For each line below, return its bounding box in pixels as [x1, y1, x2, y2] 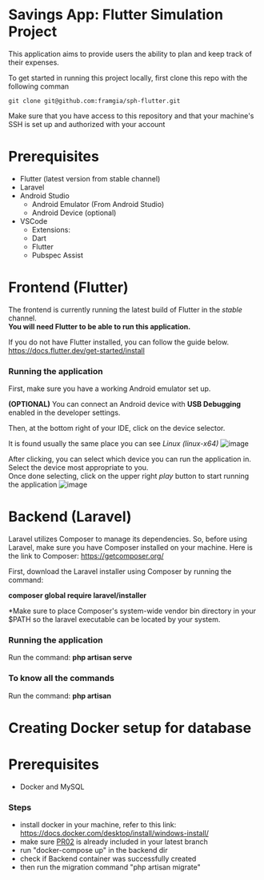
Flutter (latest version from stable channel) [19, 173, 161, 183]
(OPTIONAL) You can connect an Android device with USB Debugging [8, 400, 242, 409]
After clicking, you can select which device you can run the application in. [8, 454, 252, 464]
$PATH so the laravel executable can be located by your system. [8, 615, 221, 624]
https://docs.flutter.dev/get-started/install [8, 345, 146, 355]
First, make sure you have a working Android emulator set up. [8, 384, 211, 393]
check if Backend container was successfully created [19, 854, 197, 864]
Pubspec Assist [31, 250, 84, 260]
